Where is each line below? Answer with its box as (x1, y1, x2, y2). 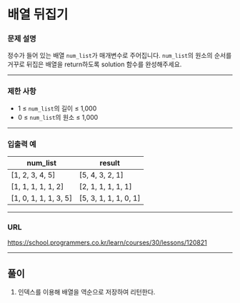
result (99, 158, 120, 168)
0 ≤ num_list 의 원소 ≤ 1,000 (17, 113, 99, 121)
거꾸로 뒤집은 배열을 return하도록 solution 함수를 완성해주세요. (7, 60, 182, 68)
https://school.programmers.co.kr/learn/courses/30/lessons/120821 (7, 238, 207, 247)
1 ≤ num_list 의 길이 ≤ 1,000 (17, 104, 97, 113)
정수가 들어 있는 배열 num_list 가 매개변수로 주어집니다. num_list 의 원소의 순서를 (7, 51, 232, 60)
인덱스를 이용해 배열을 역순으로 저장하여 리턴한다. (17, 288, 156, 297)
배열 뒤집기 (7, 6, 69, 23)
